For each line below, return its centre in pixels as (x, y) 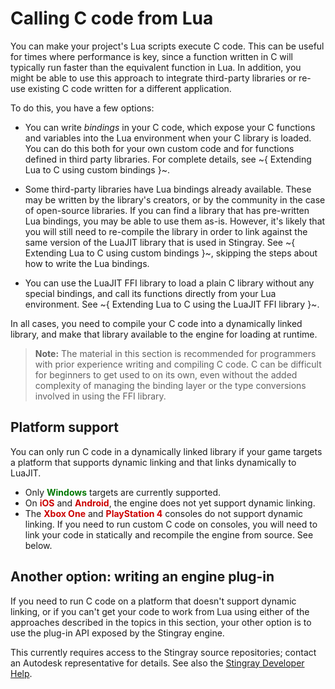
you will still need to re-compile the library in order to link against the (166, 231)
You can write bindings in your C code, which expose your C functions (170, 127)
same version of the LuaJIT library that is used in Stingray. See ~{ (160, 242)
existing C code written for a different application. (129, 88)
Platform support (64, 427)
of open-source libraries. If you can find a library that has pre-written (167, 210)
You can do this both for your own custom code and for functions (159, 148)
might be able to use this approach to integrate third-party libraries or (153, 78)
